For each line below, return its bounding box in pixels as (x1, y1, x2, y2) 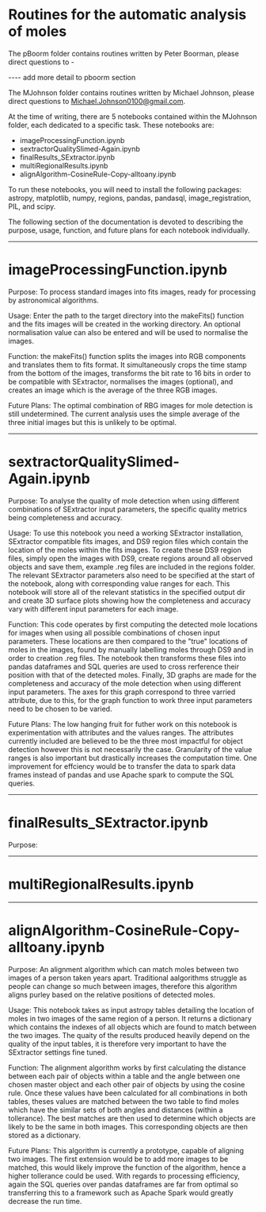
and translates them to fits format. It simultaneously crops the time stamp (8, 360, 247, 369)
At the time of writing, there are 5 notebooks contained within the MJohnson (8, 111, 257, 121)
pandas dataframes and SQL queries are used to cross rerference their (8, 662, 240, 671)
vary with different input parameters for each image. (8, 604, 179, 613)
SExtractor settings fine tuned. (8, 1047, 108, 1057)
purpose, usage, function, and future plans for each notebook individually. (8, 225, 250, 235)
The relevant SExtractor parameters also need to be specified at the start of (8, 570, 255, 580)
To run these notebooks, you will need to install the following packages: (8, 184, 242, 194)
